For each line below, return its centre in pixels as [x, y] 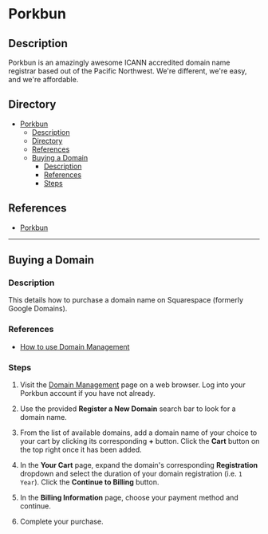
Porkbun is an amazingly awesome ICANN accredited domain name [119, 62]
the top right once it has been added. [81, 449]
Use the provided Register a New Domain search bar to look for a [128, 409]
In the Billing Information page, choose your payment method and [129, 497]
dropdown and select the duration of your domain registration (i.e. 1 [131, 473]
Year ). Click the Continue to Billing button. [89, 482]
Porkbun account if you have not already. [87, 393]
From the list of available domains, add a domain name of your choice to [138, 433]
